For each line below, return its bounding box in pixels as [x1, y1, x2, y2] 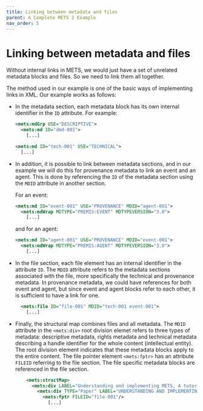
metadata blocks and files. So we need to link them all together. [6, 73, 165, 80]
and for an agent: [15, 226, 59, 233]
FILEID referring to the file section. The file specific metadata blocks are [15, 359, 195, 366]
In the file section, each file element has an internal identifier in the [15, 259, 182, 266]
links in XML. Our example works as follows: [6, 91, 116, 98]
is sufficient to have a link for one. [15, 291, 100, 299]
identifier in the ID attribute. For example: [15, 109, 118, 117]
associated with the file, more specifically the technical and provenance [15, 272, 195, 280]
